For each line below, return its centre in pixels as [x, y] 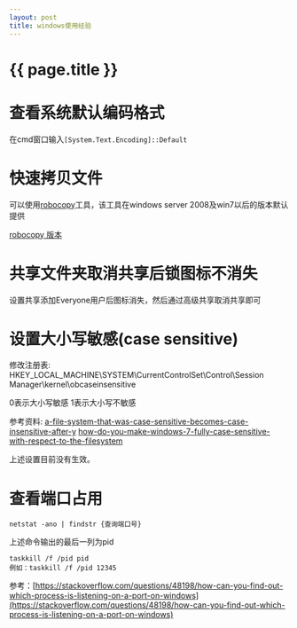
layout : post [33, 17]
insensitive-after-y [43, 432]
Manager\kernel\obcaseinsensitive [73, 385]
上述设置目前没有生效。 [52, 459]
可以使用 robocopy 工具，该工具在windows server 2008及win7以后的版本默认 [149, 204]
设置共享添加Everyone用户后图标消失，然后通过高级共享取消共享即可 [135, 300]
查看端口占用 [56, 498]
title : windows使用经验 [50, 26]
